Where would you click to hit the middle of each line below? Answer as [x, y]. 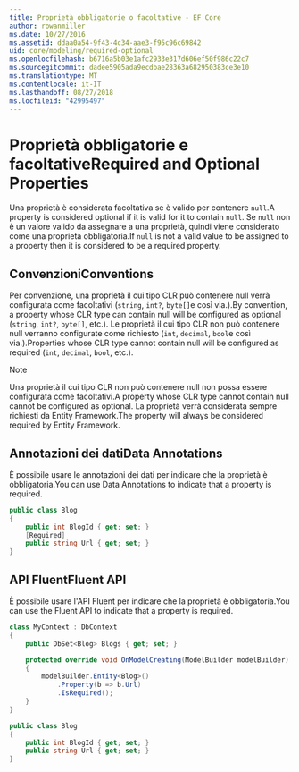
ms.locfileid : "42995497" [57, 101]
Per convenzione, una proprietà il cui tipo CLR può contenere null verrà [140, 295]
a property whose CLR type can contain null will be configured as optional [145, 315]
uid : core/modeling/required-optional [81, 51]
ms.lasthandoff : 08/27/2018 [62, 92]
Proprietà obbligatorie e [99, 145]
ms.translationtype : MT [54, 76]
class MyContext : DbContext [63, 627]
